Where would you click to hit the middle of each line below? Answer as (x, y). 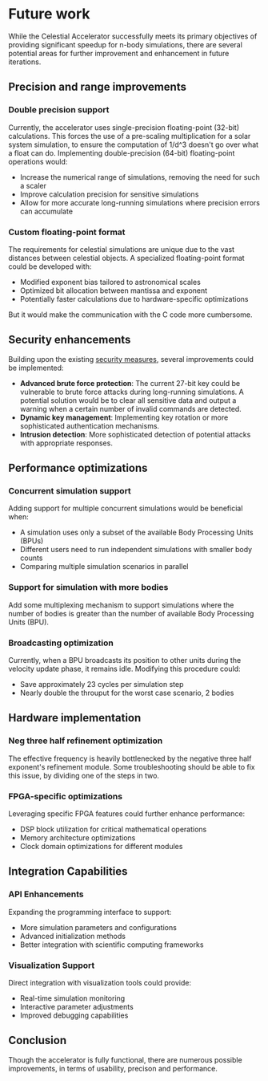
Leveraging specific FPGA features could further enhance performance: (127, 814)
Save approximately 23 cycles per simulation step (102, 685)
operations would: (38, 161)
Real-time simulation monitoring (72, 998)
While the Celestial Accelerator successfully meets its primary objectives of (133, 36)
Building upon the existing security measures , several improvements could (131, 359)
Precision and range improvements (97, 87)
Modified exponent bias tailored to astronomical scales (110, 282)
